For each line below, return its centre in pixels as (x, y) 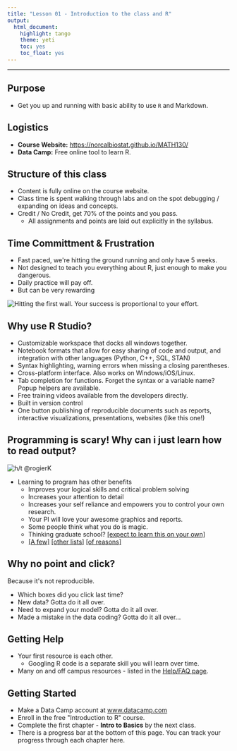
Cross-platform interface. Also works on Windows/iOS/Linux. (106, 373)
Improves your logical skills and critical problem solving (108, 489)
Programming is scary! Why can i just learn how (115, 440)
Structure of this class (57, 174)
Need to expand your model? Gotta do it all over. (88, 609)
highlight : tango (45, 33)
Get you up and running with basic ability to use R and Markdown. (113, 105)
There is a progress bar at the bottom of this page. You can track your (119, 733)
